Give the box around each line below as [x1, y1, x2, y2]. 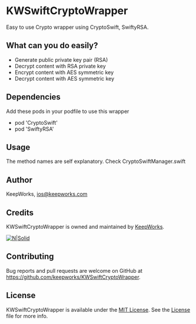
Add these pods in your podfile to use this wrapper [6, 108, 129, 115]
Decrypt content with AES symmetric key [14, 75, 115, 82]
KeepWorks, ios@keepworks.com [6, 191, 88, 198]
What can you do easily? [6, 41, 98, 51]
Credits [6, 208, 34, 218]
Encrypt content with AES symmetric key [14, 69, 114, 76]
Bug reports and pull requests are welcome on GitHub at [6, 267, 143, 274]
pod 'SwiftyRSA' [14, 125, 54, 132]
